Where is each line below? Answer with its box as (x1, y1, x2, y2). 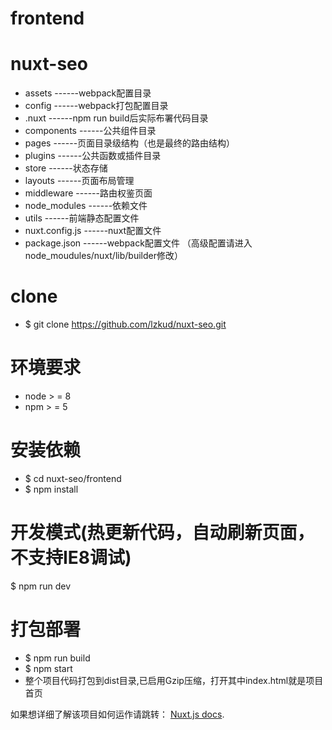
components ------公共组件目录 (24, 125, 157, 137)
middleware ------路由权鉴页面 (24, 187, 153, 199)
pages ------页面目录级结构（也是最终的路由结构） (24, 137, 236, 149)
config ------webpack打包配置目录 (24, 100, 169, 112)
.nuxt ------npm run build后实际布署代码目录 (24, 112, 209, 124)
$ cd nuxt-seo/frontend (24, 472, 122, 484)
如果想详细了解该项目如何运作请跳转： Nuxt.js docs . (10, 708, 225, 720)
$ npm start (24, 662, 73, 674)
